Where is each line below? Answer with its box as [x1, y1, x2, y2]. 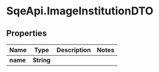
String [32, 56, 51, 64]
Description [56, 46, 91, 54]
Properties [6, 28, 47, 38]
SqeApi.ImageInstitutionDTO [6, 4, 154, 18]
